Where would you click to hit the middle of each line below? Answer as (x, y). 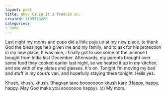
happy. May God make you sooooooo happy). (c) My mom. (65, 88)
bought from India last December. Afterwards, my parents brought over (78, 58)
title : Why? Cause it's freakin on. (43, 14)
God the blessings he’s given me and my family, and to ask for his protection (83, 47)
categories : (17, 23)
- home (12, 28)
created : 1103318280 (27, 19)
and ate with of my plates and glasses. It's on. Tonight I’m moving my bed (80, 68)
